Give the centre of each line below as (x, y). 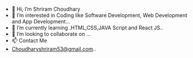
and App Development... (41, 21)
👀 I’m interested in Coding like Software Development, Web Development (99, 15)
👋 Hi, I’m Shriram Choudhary (46, 9)
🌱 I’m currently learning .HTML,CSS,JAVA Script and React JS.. (87, 28)
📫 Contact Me (29, 40)
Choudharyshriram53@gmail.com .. (54, 49)
